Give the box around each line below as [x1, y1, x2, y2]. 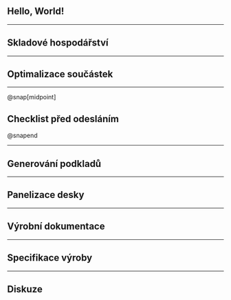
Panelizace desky [7, 189, 85, 201]
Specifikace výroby [7, 252, 93, 264]
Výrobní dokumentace [7, 221, 105, 232]
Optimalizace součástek [7, 68, 113, 80]
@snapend [7, 131, 38, 140]
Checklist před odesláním [7, 113, 119, 125]
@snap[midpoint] [7, 93, 56, 101]
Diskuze [7, 283, 43, 295]
